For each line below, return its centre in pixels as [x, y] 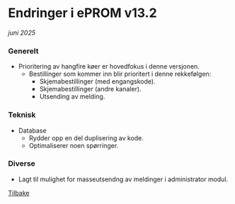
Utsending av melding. [72, 96]
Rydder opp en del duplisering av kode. [86, 138]
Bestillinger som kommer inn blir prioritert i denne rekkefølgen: [120, 74]
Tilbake [19, 193]
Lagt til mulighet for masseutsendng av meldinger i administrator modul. [123, 179]
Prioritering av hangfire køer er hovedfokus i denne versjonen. [109, 67]
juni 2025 [22, 33]
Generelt [23, 51]
